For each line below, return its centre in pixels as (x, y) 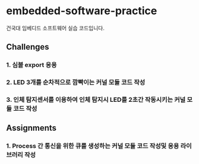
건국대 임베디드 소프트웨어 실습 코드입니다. (56, 28)
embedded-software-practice (82, 11)
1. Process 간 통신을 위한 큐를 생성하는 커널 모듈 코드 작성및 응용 (93, 146)
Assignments (31, 128)
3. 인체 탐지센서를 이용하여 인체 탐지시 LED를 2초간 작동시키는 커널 (96, 100)
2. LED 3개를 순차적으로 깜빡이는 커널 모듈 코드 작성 (76, 82)
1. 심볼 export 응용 (32, 65)
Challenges (28, 47)
